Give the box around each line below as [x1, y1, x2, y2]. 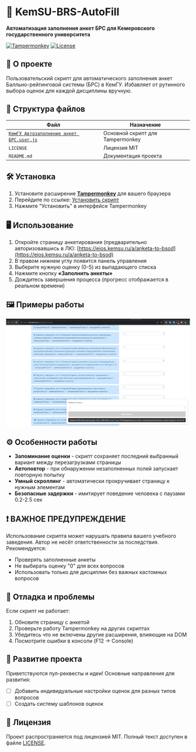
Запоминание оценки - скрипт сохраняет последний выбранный [14, 453, 179, 460]
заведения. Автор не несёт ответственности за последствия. [6, 538, 159, 546]
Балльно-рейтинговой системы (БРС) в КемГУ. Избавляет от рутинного [6, 81, 185, 88]
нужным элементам [14, 484, 65, 491]
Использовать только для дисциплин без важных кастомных [14, 569, 167, 576]
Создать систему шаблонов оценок [14, 700, 104, 707]
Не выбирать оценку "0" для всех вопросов [14, 562, 124, 569]
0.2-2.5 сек [14, 496, 43, 503]
